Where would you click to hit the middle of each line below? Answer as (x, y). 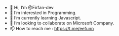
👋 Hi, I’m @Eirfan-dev (32, 8)
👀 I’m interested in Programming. (43, 13)
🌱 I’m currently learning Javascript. (45, 18)
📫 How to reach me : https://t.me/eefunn (52, 28)
